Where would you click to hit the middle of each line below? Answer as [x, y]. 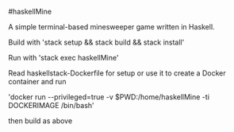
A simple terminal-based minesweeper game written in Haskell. [112, 27]
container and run [37, 82]
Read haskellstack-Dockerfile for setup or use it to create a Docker [117, 73]
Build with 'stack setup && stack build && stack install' [96, 42]
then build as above [40, 121]
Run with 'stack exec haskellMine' [63, 58]
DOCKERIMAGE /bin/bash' [52, 105]
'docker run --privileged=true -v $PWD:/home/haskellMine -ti [109, 97]
